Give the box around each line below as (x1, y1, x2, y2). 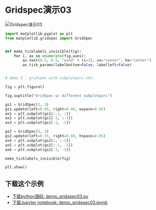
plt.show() (5, 165, 27, 170)
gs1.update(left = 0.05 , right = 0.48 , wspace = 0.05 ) (5, 106, 106, 111)
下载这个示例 (5, 179, 44, 188)
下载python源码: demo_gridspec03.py (12, 193, 89, 199)
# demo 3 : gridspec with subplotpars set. (5, 76, 95, 81)
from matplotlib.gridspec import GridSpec (5, 36, 93, 41)
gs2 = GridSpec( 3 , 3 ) (5, 129, 49, 134)
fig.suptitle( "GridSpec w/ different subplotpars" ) (5, 93, 112, 98)
